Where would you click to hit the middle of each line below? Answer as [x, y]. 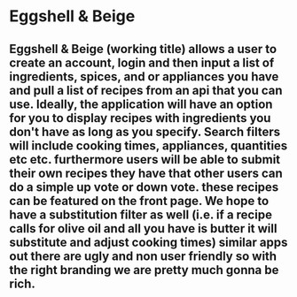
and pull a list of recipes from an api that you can [146, 90]
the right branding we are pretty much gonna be [144, 270]
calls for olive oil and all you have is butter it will [143, 228]
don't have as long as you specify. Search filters [145, 131]
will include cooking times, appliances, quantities [148, 145]
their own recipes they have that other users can [146, 173]
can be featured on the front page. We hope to [139, 201]
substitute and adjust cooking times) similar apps [148, 242]
